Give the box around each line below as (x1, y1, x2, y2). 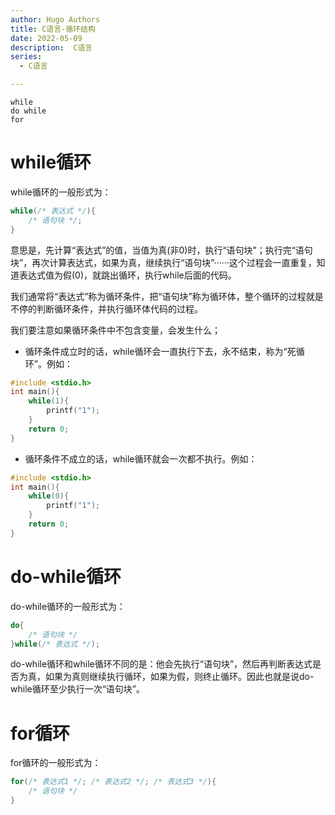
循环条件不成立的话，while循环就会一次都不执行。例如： (24, 452, 258, 465)
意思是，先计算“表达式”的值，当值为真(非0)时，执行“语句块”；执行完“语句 (10, 244, 313, 256)
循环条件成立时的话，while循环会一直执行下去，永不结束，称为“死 (24, 345, 297, 357)
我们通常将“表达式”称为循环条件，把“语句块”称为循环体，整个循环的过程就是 (10, 290, 324, 302)
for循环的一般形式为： (10, 757, 102, 769)
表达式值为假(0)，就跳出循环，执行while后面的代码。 (18, 269, 237, 281)
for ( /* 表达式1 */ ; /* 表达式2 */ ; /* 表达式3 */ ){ (10, 777, 217, 787)
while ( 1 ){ (28, 396, 70, 406)
